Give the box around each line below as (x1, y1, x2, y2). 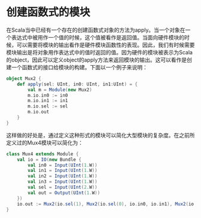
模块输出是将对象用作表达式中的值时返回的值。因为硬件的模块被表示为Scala (6, 48, 193, 56)
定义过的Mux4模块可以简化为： (6, 139, 84, 146)
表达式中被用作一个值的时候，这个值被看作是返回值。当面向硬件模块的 (11, 33, 184, 41)
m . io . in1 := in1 (28, 98, 68, 104)
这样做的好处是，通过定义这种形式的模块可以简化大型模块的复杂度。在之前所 (6, 131, 195, 139)
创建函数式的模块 (6, 5, 91, 19)
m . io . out (28, 109, 50, 115)
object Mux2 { (6, 75, 42, 81)
